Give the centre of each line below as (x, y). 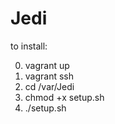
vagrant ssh (49, 76)
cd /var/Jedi (49, 86)
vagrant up (47, 65)
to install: (29, 46)
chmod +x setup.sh (64, 97)
